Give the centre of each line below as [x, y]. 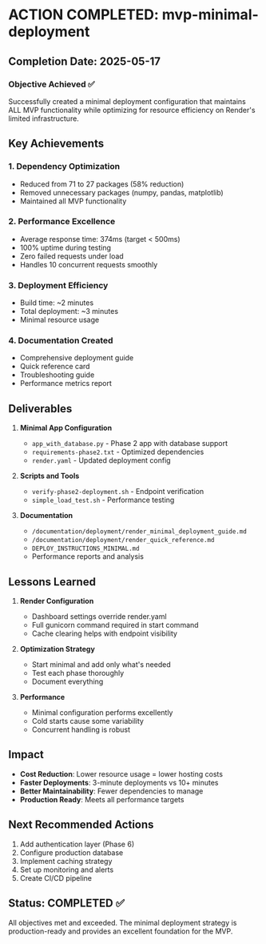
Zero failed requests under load [71, 256]
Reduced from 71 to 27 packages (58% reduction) [102, 184]
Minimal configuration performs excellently [102, 713]
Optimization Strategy [58, 649]
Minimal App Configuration [66, 428]
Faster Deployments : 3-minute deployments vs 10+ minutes [119, 782]
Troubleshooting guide [57, 375]
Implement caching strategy [66, 861]
